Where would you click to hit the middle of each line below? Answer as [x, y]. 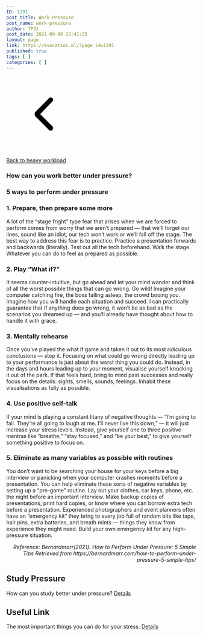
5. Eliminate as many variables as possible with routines [90, 458]
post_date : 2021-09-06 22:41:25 [47, 34]
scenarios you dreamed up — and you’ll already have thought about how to [100, 314]
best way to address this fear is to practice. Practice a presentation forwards [101, 240]
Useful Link [28, 612]
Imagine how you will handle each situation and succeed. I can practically [98, 301]
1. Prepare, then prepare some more [60, 208]
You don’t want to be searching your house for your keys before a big [92, 471]
